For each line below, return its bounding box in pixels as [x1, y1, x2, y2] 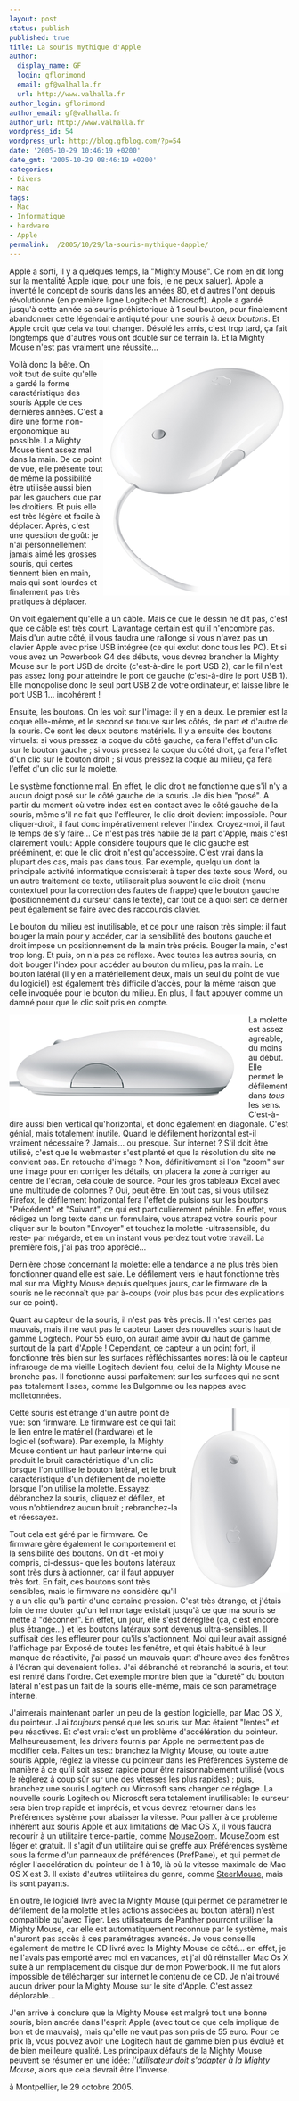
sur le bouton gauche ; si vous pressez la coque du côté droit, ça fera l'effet [9, 744, 287, 755]
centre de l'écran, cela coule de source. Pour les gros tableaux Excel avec [9, 1175, 281, 1186]
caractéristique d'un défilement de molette [9, 1473, 166, 1485]
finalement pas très [9, 586, 80, 597]
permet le [248, 1071, 284, 1081]
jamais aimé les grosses [9, 549, 97, 559]
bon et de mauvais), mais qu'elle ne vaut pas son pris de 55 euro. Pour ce [9, 2026, 279, 2037]
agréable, [248, 1033, 283, 1044]
